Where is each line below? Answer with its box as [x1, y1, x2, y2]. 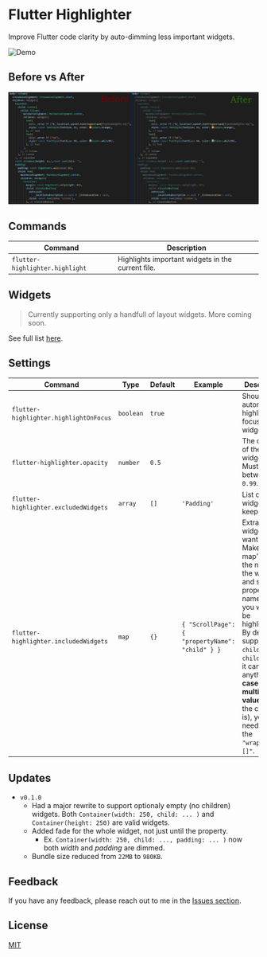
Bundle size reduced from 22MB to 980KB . [31, 852, 163, 861]
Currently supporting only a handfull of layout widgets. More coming [27, 309, 252, 319]
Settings [8, 356, 52, 369]
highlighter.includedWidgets [11, 637, 109, 646]
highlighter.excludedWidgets [11, 504, 109, 512]
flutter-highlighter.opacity [11, 459, 109, 467]
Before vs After [8, 70, 85, 84]
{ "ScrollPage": [181, 620, 236, 628]
